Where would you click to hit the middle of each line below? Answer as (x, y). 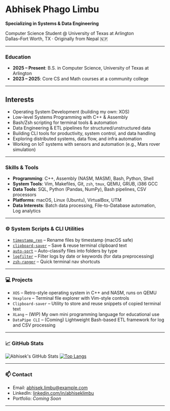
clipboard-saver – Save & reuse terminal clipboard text (70, 245)
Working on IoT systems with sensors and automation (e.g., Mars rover (86, 144)
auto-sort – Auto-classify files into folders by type (65, 250)
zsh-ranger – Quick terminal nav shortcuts (56, 261)
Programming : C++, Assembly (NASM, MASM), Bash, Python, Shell (83, 178)
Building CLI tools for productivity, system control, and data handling (84, 134)
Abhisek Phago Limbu (52, 9)
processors (24, 195)
